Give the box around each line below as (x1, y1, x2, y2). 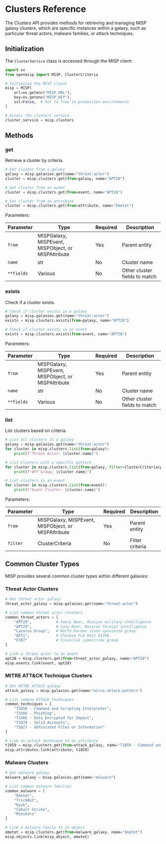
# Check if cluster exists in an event (5, 327, 87, 332)
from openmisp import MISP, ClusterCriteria (5, 72, 98, 77)
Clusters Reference (5, 3, 86, 15)
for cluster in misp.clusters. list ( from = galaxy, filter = (5, 465, 125, 470)
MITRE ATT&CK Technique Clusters (5, 672, 92, 679)
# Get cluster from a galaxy (5, 167, 65, 172)
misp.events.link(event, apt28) (5, 660, 72, 666)
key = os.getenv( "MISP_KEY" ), (14, 95, 72, 100)
